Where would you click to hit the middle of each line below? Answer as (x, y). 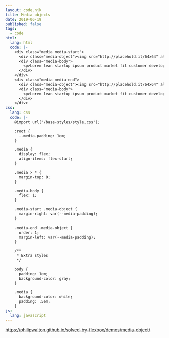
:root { (22, 131)
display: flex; (34, 154)
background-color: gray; (45, 278)
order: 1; (29, 232)
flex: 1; (28, 196)
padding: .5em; (34, 302)
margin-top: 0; (34, 177)
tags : (11, 29)
